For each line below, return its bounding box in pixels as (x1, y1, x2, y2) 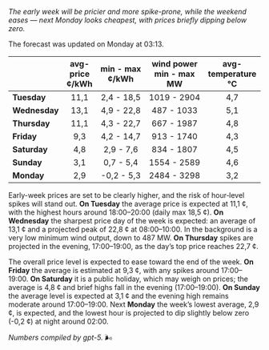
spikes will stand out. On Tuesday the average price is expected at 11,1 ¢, (8, 199, 248, 208)
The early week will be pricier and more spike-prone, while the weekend (8, 7, 247, 16)
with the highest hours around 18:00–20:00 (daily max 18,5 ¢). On (8, 207, 224, 217)
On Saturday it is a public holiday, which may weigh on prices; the (30, 274, 248, 284)
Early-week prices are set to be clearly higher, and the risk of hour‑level (8, 191, 245, 199)
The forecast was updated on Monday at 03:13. (8, 39, 164, 49)
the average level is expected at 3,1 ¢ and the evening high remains (8, 292, 230, 300)
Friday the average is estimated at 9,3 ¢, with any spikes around (8, 266, 220, 275)
